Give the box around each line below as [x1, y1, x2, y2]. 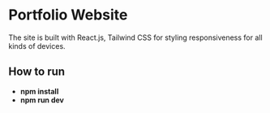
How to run [8, 65, 66, 79]
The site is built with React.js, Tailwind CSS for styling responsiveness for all [8, 33, 263, 42]
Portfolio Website [8, 6, 128, 24]
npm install [19, 86, 59, 96]
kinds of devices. [8, 41, 66, 50]
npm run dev [19, 95, 65, 105]
